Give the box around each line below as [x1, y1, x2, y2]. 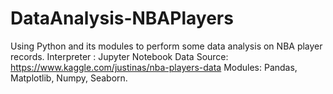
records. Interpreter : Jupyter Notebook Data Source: [10, 50, 229, 62]
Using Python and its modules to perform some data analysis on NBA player [10, 40, 323, 52]
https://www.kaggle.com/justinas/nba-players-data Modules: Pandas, [10, 61, 298, 73]
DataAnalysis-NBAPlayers [10, 7, 234, 30]
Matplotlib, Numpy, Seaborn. [10, 72, 128, 84]
